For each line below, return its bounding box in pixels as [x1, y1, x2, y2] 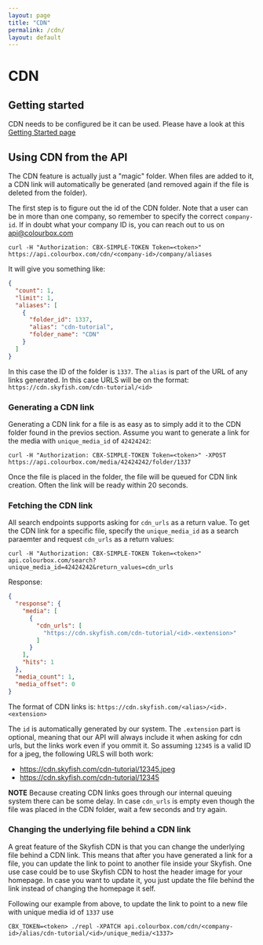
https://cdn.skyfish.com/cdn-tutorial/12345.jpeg [19, 764, 175, 774]
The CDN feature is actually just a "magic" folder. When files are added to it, [8, 171, 254, 181]
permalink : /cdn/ [8, 26, 65, 34]
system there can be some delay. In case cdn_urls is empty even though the [8, 796, 255, 806]
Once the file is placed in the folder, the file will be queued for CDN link [8, 472, 238, 481]
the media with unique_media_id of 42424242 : [8, 436, 152, 445]
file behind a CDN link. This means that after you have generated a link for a [8, 850, 254, 859]
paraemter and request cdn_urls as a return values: [8, 535, 174, 544]
